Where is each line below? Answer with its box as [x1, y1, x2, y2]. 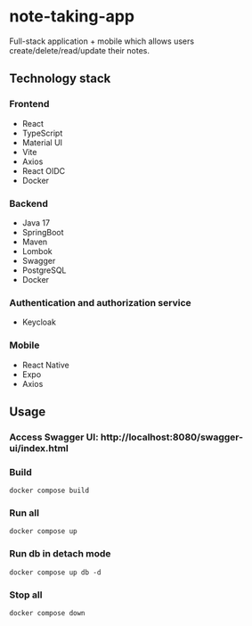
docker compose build [9, 486, 90, 496]
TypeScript [21, 128, 63, 138]
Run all [9, 507, 40, 519]
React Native [21, 359, 69, 370]
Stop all [9, 589, 43, 601]
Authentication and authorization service [9, 296, 191, 309]
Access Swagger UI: [9, 431, 100, 443]
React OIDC [21, 165, 66, 176]
